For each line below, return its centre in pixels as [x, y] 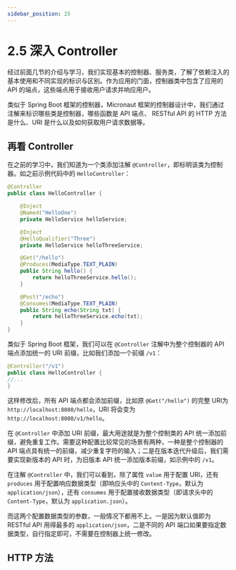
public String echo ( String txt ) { [70, 310]
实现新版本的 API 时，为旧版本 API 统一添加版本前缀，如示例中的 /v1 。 [116, 459]
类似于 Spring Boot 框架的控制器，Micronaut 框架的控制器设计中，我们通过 [116, 104]
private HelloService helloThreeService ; [81, 245]
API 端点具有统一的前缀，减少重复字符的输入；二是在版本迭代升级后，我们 [115, 450]
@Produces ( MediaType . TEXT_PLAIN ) [69, 265]
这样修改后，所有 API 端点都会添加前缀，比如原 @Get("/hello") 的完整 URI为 [118, 400]
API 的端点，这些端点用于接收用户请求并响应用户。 [81, 90]
